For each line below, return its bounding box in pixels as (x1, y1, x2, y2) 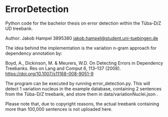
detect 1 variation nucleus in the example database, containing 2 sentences (5, 85, 162, 91)
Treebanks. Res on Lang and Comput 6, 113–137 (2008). (5, 65, 121, 71)
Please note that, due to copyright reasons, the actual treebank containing (5, 100, 159, 106)
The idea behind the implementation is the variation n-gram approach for (5, 45, 157, 51)
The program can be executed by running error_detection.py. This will (5, 80, 150, 86)
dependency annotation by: (5, 50, 63, 56)
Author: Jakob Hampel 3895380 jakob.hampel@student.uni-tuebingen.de (5, 35, 158, 41)
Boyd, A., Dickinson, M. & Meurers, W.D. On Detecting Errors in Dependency (5, 60, 163, 66)
